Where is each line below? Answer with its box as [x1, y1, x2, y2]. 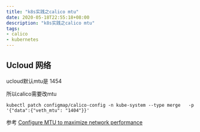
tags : [6, 25, 20, 32]
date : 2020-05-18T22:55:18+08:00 [6, 14, 90, 20]
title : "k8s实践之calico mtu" [6, 8, 79, 15]
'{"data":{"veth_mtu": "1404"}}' [6, 107, 90, 113]
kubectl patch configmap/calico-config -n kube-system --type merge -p [6, 102, 195, 108]
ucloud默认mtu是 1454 [6, 77, 62, 85]
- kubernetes [6, 37, 39, 43]
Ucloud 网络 [6, 61, 51, 71]
